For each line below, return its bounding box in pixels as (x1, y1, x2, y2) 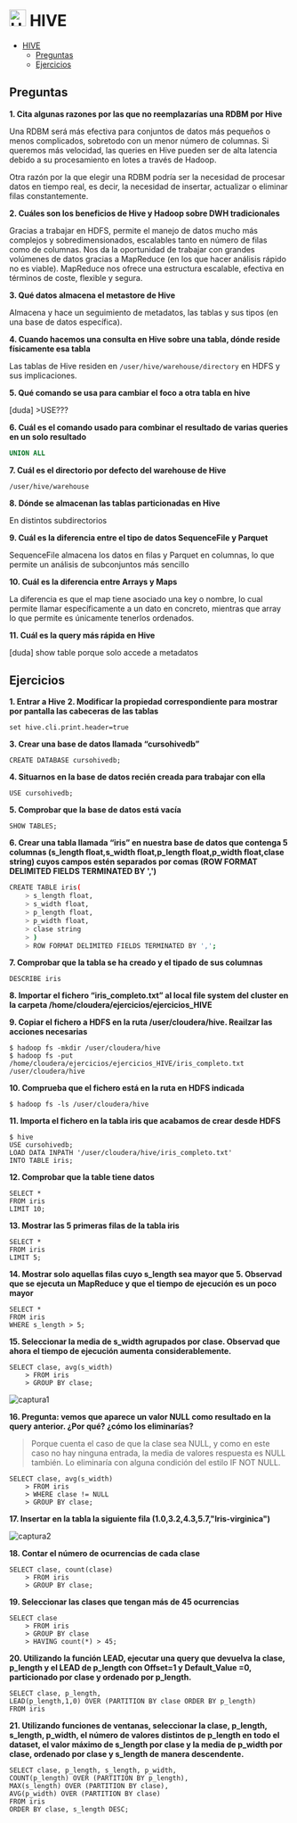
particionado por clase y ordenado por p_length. (9, 1672, 192, 1683)
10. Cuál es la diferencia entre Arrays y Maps (9, 576, 178, 587)
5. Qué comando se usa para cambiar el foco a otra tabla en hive (9, 387, 251, 398)
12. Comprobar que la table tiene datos (9, 1172, 156, 1183)
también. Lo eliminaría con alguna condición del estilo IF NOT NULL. (30, 1457, 281, 1468)
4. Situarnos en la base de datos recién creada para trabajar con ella (9, 771, 266, 782)
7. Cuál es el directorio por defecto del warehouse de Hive (9, 465, 227, 475)
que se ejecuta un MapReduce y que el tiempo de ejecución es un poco (9, 1278, 277, 1289)
